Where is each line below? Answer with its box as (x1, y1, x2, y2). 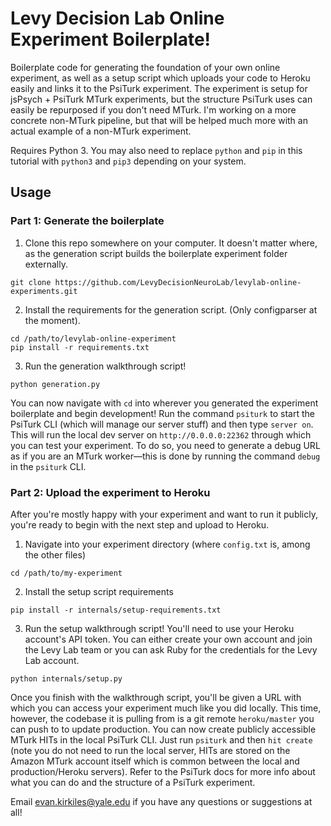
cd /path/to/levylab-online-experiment (10, 333, 177, 344)
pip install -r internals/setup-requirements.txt (10, 605, 222, 615)
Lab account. (24, 654, 80, 666)
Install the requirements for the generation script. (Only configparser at (24, 303, 318, 316)
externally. (24, 258, 68, 270)
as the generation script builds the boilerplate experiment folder (24, 247, 288, 259)
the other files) (24, 548, 86, 561)
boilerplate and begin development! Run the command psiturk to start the (10, 407, 315, 419)
